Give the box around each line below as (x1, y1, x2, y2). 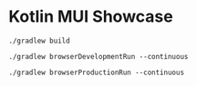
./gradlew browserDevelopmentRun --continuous (8, 52, 189, 61)
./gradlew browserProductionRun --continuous (8, 68, 184, 77)
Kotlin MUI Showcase (8, 6, 174, 27)
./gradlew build (8, 36, 70, 45)
